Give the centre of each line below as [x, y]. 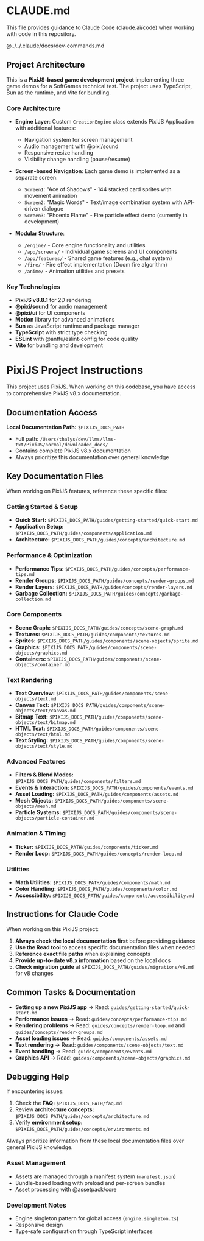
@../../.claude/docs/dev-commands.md [55, 46]
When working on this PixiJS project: [53, 929]
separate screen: [36, 178]
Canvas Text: [32, 705]
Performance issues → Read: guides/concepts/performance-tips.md [101, 1019]
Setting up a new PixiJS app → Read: [62, 1007]
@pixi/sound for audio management [61, 307]
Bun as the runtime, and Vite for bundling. [58, 93]
